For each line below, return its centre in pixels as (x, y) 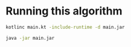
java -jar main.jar (30, 38)
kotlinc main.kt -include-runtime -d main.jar (65, 27)
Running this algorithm (64, 11)
